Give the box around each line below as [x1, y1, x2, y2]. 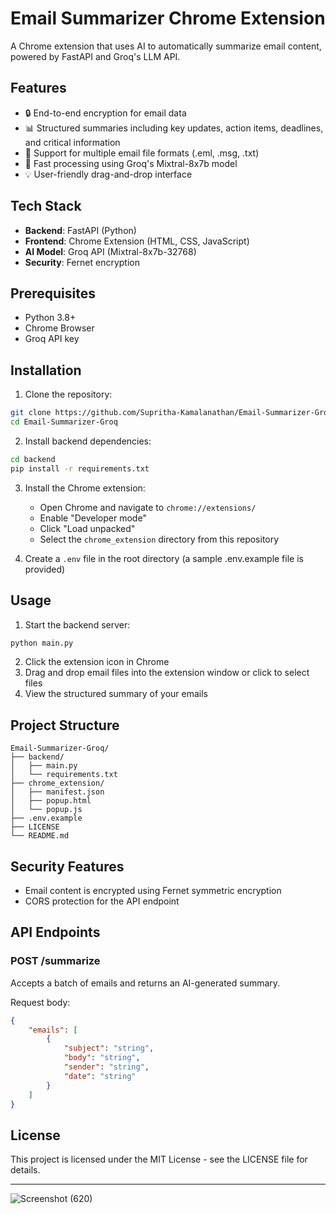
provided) [24, 563, 66, 575]
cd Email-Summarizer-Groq [10, 417, 118, 427]
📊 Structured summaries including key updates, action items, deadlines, [24, 122, 324, 134]
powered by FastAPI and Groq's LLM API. [10, 50, 181, 62]
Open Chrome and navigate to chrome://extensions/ [39, 501, 257, 513]
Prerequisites [10, 285, 96, 302]
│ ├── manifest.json [10, 787, 105, 797]
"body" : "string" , [63, 1053, 141, 1063]
